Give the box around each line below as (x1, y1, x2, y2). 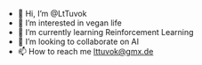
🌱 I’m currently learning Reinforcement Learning (17, 27, 194, 37)
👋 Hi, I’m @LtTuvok (17, 9, 87, 18)
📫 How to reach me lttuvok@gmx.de (17, 47, 154, 56)
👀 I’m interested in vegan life (17, 18, 122, 28)
